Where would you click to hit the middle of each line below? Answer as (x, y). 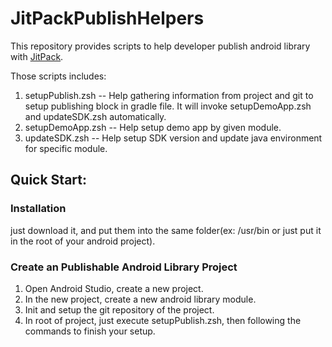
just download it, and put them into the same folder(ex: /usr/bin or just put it (166, 230)
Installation (38, 209)
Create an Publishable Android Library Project (124, 267)
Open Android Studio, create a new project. (114, 288)
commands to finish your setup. (90, 331)
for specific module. (66, 148)
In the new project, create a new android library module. (140, 299)
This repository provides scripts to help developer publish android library (160, 46)
